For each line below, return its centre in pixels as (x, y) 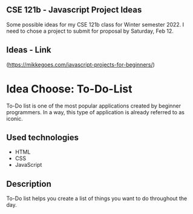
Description (29, 184)
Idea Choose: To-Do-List (69, 89)
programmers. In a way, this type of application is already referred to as (95, 112)
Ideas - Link (29, 50)
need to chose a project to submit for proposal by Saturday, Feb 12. (90, 31)
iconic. (15, 118)
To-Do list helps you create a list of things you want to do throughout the (97, 198)
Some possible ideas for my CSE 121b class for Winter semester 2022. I (95, 24)
